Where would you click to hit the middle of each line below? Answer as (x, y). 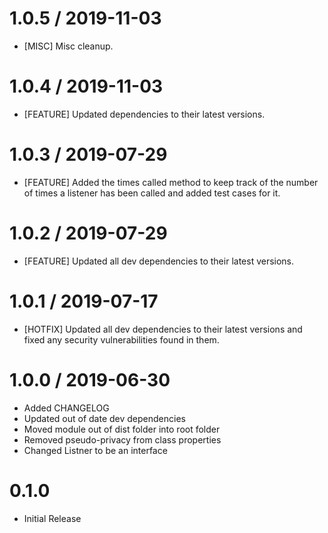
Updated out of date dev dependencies (104, 418)
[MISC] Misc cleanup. (68, 46)
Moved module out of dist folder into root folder (122, 429)
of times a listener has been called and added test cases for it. (152, 193)
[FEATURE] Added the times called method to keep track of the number (171, 182)
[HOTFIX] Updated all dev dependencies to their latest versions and (163, 329)
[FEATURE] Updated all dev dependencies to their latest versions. (159, 261)
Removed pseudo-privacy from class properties (122, 439)
